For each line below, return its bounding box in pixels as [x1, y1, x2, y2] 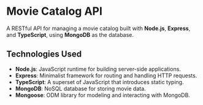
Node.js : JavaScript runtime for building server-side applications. [15, 65, 181, 72]
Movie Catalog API [6, 4, 103, 18]
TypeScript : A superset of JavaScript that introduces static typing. [15, 78, 184, 85]
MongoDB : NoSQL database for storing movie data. [15, 85, 146, 92]
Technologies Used [6, 49, 82, 60]
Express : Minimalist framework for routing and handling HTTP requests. [15, 72, 197, 79]
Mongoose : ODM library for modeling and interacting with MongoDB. [15, 91, 190, 99]
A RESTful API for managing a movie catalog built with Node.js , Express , [6, 25, 191, 32]
